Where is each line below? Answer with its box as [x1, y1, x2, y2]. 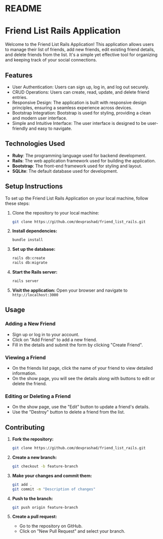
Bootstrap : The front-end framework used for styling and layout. [12, 163, 143, 169]
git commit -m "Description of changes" [12, 486, 96, 492]
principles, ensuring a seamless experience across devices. [12, 104, 133, 110]
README [5, 3, 42, 14]
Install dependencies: [12, 228, 58, 234]
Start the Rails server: [12, 269, 58, 275]
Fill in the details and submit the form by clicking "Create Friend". [12, 342, 143, 348]
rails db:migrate [12, 260, 48, 265]
